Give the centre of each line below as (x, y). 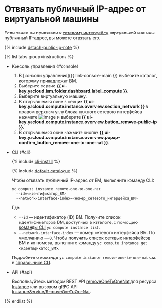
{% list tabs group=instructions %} (39, 56)
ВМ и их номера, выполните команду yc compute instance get (83, 243)
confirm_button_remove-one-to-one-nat (61, 142)
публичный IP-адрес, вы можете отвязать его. (53, 38)
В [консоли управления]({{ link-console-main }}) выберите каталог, (88, 75)
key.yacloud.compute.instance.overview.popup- (70, 137)
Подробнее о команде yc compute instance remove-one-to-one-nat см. (84, 257)
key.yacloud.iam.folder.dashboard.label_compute (70, 91)
